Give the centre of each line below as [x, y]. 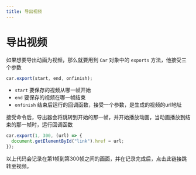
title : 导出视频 [24, 11]
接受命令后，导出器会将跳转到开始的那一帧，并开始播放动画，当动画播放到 [96, 117]
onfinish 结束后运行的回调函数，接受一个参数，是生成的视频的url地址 [98, 105]
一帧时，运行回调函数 [47, 124]
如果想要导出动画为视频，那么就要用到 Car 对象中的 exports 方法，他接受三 [97, 60]
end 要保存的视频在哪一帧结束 [50, 97]
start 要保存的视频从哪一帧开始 [53, 90]
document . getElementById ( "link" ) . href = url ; [68, 142]
